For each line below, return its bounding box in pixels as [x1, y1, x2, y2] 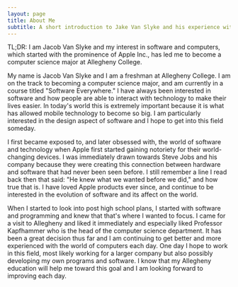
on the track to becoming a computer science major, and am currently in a [7, 79, 224, 88]
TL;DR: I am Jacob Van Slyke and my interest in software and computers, [7, 43, 221, 52]
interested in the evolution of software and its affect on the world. [7, 190, 198, 199]
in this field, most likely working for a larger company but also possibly [7, 249, 213, 258]
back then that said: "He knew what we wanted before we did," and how [7, 175, 218, 184]
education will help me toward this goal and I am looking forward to [7, 264, 203, 273]
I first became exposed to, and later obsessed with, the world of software [7, 138, 222, 146]
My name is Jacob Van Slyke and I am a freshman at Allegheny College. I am [7, 71, 231, 80]
